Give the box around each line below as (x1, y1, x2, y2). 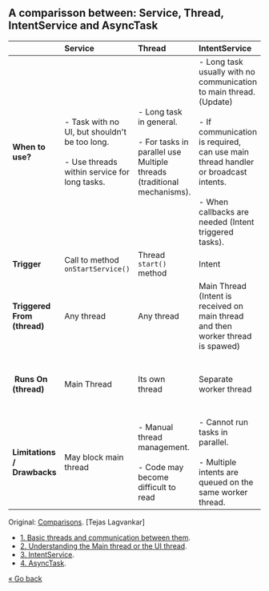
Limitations (12, 446, 56, 457)
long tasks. (63, 176, 106, 187)
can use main (199, 146, 250, 157)
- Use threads (63, 156, 118, 167)
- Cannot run (199, 416, 248, 428)
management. (137, 441, 190, 452)
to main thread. (199, 86, 256, 97)
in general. (137, 116, 178, 127)
